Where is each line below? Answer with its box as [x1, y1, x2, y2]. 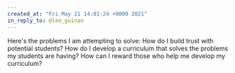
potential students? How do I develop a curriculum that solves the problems [7, 44, 229, 52]
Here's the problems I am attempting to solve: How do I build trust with [7, 36, 214, 45]
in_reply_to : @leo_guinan [7, 17, 84, 24]
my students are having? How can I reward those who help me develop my [7, 51, 226, 60]
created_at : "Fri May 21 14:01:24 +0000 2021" [7, 10, 148, 18]
